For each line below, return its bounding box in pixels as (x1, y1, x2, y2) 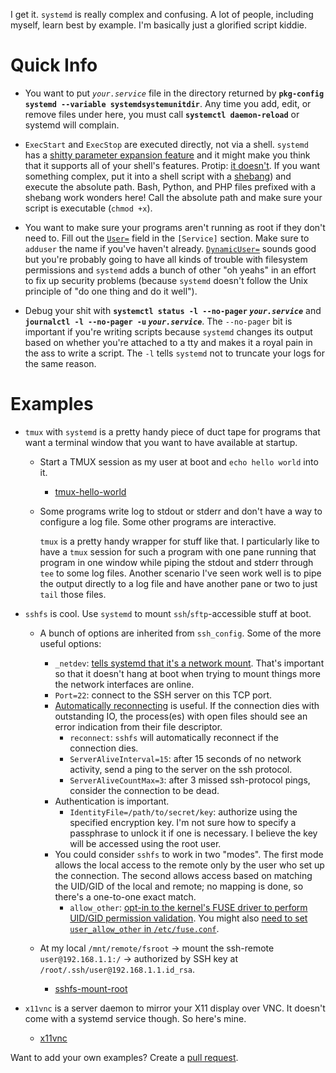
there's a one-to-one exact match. (54, 890, 197, 903)
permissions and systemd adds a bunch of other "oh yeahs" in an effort (24, 264, 317, 276)
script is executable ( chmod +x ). (24, 202, 153, 214)
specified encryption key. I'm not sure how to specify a (69, 816, 297, 828)
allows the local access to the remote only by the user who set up (54, 859, 325, 871)
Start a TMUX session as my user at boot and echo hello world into (39, 455, 319, 468)
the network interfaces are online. (54, 678, 195, 690)
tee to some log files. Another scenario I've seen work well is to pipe (39, 567, 322, 579)
